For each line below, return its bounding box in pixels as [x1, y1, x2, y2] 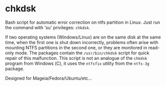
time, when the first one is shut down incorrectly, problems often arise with [5, 39, 159, 45]
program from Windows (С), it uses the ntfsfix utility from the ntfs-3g [5, 60, 150, 66]
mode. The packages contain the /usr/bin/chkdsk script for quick [14, 50, 150, 56]
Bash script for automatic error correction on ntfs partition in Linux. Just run [5, 19, 161, 25]
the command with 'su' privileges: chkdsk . [5, 24, 90, 30]
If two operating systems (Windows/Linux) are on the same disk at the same [5, 34, 161, 40]
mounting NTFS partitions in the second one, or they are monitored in [5, 44, 148, 50]
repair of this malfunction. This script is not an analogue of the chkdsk [5, 55, 148, 61]
